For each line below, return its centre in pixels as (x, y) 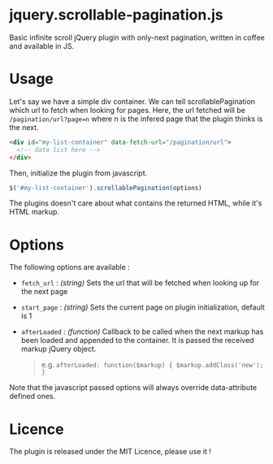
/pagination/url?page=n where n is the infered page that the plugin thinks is (136, 119)
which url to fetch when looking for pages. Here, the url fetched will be (128, 110)
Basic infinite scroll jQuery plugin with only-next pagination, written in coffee (137, 37)
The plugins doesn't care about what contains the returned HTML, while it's (136, 203)
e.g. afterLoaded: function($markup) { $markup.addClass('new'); (152, 365)
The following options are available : (70, 267)
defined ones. (32, 397)
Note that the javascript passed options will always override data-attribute (133, 388)
